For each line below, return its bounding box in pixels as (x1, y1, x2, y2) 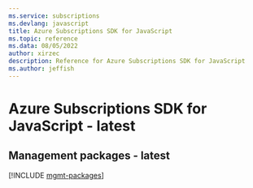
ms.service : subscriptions (8, 11, 100, 20)
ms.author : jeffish (8, 65, 75, 73)
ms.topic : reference (8, 34, 79, 43)
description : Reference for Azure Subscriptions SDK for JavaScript (8, 58, 246, 66)
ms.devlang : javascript (8, 19, 89, 28)
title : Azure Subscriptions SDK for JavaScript (8, 27, 173, 35)
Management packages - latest (8, 149, 171, 163)
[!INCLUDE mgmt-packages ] (8, 170, 104, 180)
